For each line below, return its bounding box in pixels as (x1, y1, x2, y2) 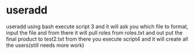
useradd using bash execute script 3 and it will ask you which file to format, (6, 23, 189, 30)
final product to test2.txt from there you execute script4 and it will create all (6, 35, 189, 42)
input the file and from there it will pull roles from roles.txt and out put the (6, 29, 183, 36)
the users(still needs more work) (6, 42, 84, 49)
